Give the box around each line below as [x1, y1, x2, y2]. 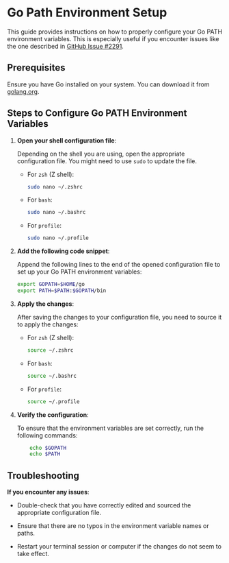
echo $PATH [29, 451, 61, 457]
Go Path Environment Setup [7, 5, 167, 21]
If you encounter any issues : [7, 488, 90, 496]
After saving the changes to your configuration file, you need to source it [16, 313, 222, 321]
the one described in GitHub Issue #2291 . [7, 42, 124, 50]
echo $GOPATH [29, 444, 67, 451]
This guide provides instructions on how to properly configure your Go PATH [7, 27, 223, 36]
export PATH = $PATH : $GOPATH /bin [16, 287, 107, 294]
